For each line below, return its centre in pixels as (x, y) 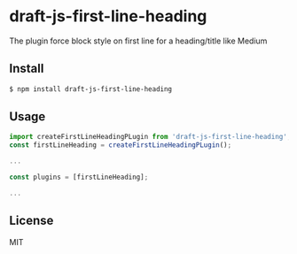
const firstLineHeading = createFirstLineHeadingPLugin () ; (121, 145)
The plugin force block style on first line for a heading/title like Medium (138, 41)
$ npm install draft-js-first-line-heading (91, 89)
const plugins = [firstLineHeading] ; (79, 177)
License (31, 221)
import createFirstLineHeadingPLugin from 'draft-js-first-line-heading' (148, 137)
